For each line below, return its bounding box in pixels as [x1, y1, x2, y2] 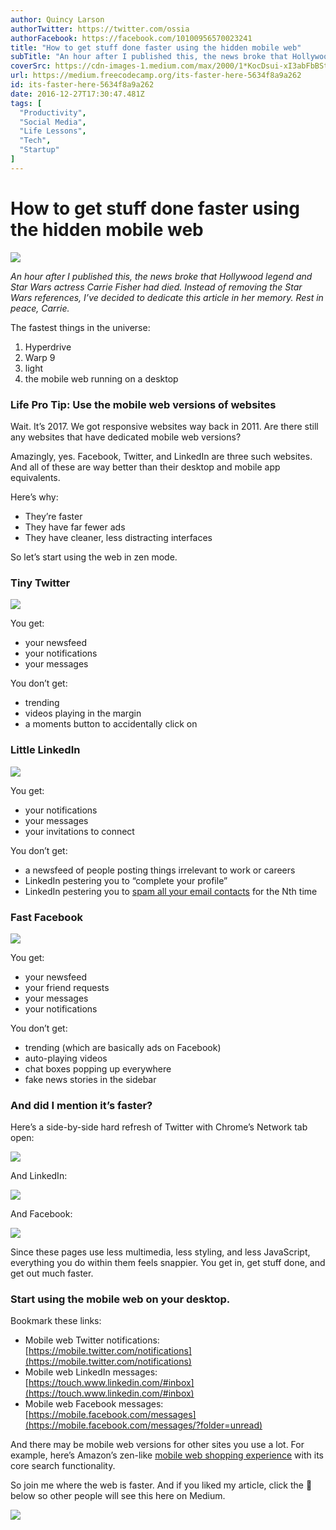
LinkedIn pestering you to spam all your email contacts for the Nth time [24, 885, 318, 897]
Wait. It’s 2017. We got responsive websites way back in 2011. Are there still [10, 420, 319, 432]
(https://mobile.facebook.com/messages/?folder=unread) [24, 1419, 263, 1431]
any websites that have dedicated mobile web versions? [10, 431, 242, 443]
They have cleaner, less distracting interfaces [24, 531, 213, 543]
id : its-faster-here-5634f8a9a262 [10, 80, 155, 90]
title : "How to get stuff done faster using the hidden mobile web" [10, 42, 302, 53]
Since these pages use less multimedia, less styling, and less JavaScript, [10, 1246, 311, 1258]
